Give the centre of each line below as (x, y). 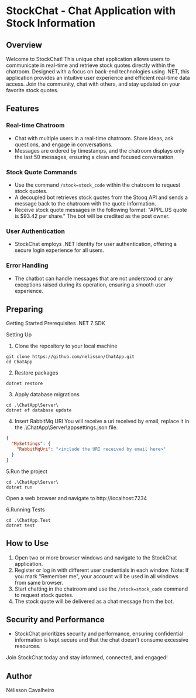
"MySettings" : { (31, 444)
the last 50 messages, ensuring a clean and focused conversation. (94, 157)
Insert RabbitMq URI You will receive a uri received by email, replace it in (102, 422)
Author (19, 676)
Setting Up (19, 335)
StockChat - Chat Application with (91, 11)
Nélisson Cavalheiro (30, 690)
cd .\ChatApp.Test (28, 520)
